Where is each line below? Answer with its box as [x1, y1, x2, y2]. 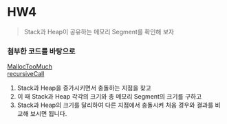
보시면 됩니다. [30, 110, 67, 118]
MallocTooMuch [7, 62, 53, 71]
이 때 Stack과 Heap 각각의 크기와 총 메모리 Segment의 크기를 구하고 [17, 92, 202, 101]
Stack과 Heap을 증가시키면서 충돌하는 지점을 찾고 [17, 84, 151, 92]
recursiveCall [7, 70, 45, 78]
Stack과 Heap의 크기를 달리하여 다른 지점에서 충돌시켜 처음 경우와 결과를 [17, 101, 214, 110]
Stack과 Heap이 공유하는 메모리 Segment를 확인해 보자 [23, 27, 174, 36]
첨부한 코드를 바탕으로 [7, 46, 76, 55]
